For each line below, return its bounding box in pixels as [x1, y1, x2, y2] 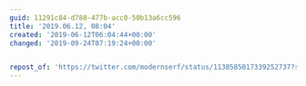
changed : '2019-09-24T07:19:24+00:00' [9, 38, 157, 48]
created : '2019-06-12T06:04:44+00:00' [9, 30, 157, 39]
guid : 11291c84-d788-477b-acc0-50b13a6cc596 [9, 13, 181, 23]
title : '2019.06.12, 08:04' [9, 22, 117, 31]
